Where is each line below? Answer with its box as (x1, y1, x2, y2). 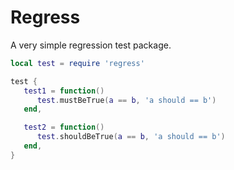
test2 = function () (23, 122, 105, 133)
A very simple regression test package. (10, 39, 172, 51)
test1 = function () (23, 86, 105, 96)
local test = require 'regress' (10, 58, 145, 68)
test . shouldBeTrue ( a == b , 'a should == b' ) (36, 132, 226, 142)
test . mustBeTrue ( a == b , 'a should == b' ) (36, 95, 217, 105)
